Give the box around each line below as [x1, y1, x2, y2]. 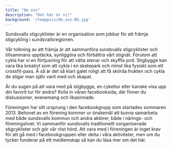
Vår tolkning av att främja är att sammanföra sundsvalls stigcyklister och [5, 47, 158, 53]
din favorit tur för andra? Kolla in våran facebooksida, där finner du [5, 89, 146, 95]
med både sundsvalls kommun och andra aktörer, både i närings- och [5, 115, 152, 121]
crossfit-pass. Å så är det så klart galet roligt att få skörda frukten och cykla [5, 68, 165, 74]
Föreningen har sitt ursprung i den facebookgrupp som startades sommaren [5, 104, 166, 111]
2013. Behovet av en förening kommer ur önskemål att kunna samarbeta [5, 110, 158, 116]
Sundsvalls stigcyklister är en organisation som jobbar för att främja [5, 31, 148, 37]
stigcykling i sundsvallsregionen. [5, 36, 74, 43]
